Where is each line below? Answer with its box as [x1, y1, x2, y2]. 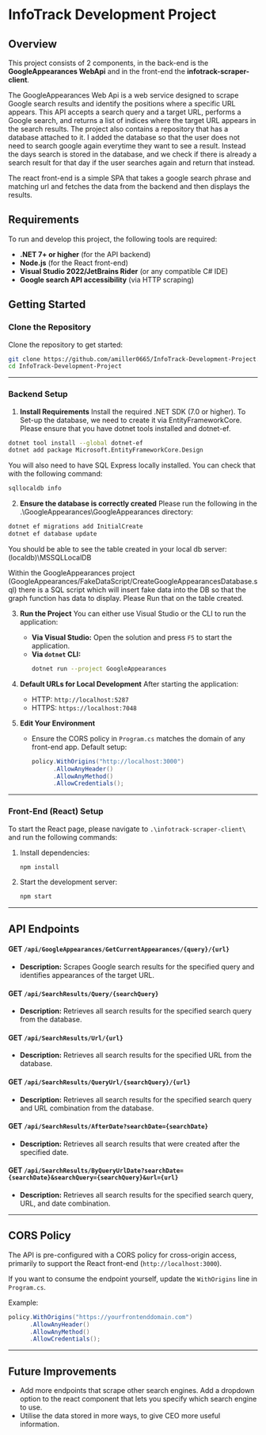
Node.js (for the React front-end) [19, 258, 129, 267]
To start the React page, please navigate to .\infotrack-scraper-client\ [8, 824, 246, 833]
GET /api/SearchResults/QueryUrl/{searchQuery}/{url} [8, 1077, 192, 1087]
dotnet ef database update [8, 530, 97, 538]
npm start [19, 893, 53, 901]
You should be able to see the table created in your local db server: [8, 544, 227, 553]
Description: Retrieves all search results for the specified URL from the [19, 1050, 252, 1060]
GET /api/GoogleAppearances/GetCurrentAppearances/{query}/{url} [8, 944, 230, 954]
